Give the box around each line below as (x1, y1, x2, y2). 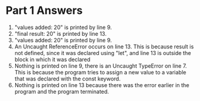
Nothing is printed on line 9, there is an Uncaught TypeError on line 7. (14, 62, 187, 70)
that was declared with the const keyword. (14, 75, 121, 82)
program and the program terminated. (14, 88, 110, 95)
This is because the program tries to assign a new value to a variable (14, 68, 187, 76)
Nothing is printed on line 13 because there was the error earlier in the (14, 81, 190, 88)
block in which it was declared (14, 56, 91, 63)
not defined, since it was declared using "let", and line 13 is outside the (14, 49, 192, 56)
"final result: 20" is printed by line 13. (14, 30, 107, 37)
